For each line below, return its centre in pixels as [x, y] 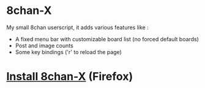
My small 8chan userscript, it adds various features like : [77, 27]
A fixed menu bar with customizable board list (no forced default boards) [107, 39]
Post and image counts [44, 46]
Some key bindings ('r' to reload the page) [69, 52]
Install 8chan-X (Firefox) [70, 77]
